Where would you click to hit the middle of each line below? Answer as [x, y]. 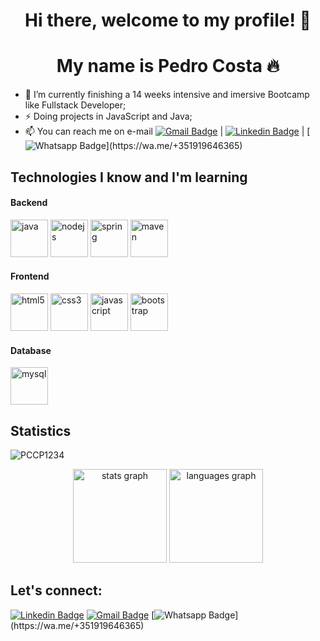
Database [31, 350]
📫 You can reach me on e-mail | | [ [167, 131]
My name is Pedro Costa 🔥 [168, 66]
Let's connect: [56, 590]
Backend [29, 203]
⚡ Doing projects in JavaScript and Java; [108, 116]
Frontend [30, 276]
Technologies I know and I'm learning [129, 177]
